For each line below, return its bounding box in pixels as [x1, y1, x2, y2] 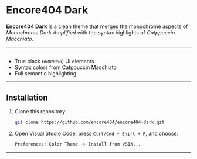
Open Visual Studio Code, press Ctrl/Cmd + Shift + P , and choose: [14, 130, 179, 137]
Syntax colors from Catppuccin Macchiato [14, 64, 117, 71]
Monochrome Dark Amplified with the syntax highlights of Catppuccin [6, 29, 175, 36]
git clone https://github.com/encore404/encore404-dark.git [14, 119, 165, 126]
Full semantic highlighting [14, 70, 77, 77]
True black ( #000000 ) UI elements [14, 58, 94, 65]
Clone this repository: [14, 108, 67, 115]
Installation [6, 92, 48, 102]
